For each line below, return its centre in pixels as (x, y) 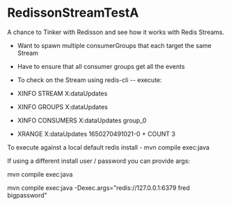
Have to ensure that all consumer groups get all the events (101, 66)
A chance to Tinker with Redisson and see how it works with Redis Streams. (116, 32)
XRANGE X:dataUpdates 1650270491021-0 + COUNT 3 (96, 134)
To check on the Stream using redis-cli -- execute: (89, 80)
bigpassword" (27, 195)
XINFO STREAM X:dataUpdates (62, 93)
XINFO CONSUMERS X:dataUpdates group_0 (82, 120)
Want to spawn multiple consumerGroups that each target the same (114, 45)
